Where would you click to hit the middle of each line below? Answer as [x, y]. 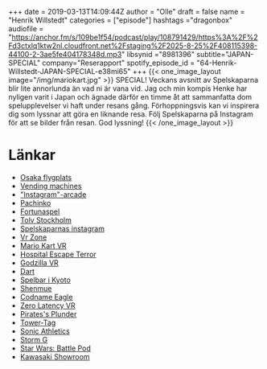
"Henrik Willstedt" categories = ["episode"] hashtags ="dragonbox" [121, 20]
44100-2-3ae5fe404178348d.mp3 [65, 54]
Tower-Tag [38, 322]
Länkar [32, 155]
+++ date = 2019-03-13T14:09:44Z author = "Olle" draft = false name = [127, 12]
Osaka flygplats [46, 177]
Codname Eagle [46, 297]
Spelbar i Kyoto [45, 280]
